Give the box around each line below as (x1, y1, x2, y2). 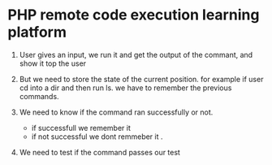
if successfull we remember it (31, 123, 131, 132)
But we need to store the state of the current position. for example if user (19, 74, 264, 84)
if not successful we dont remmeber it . (31, 132, 163, 141)
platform (7, 23, 67, 41)
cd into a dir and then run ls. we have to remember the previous (19, 83, 232, 93)
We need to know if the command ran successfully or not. (19, 107, 214, 117)
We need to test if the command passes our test (19, 147, 180, 157)
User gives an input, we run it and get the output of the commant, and (19, 50, 253, 59)
